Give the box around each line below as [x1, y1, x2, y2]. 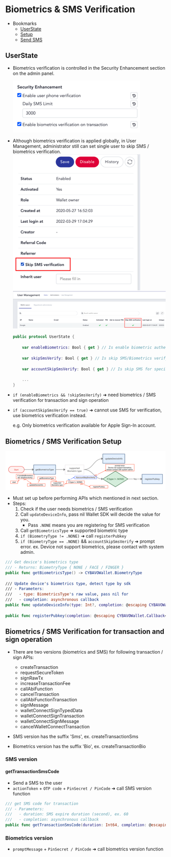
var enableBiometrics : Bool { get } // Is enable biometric [22, 345, 152, 350]
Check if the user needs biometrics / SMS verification [20, 506, 133, 512]
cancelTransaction [20, 691, 60, 697]
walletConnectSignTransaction [20, 713, 85, 719]
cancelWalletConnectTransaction [20, 723, 90, 729]
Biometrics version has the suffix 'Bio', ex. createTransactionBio [12, 743, 146, 749]
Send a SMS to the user [12, 780, 63, 786]
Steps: [12, 500, 26, 507]
